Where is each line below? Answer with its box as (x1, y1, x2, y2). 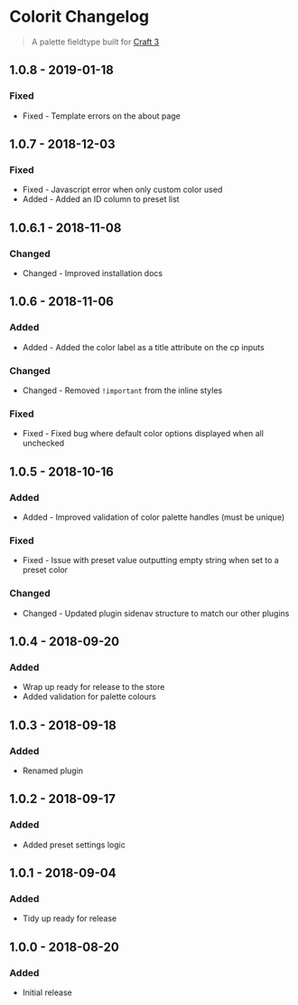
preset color (22, 564, 69, 576)
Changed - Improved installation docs (22, 268, 163, 278)
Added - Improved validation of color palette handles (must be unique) (22, 512, 285, 522)
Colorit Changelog (9, 6, 150, 27)
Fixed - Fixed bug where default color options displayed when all (22, 428, 265, 439)
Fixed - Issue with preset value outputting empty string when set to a (22, 555, 280, 566)
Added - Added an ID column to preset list (22, 194, 180, 205)
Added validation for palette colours (22, 691, 156, 703)
